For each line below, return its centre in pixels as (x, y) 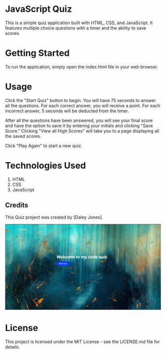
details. (13, 347)
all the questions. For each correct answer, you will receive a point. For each (83, 106)
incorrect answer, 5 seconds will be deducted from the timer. (67, 111)
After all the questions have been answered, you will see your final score (79, 120)
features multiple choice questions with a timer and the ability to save (76, 28)
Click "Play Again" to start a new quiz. (44, 145)
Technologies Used (46, 166)
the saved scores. (23, 136)
